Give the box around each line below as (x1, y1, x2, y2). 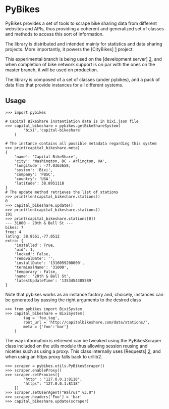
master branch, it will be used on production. (5, 67, 98, 73)
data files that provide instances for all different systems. (5, 82, 124, 88)
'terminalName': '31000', (14, 264, 69, 270)
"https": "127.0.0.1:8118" (23, 381, 80, 386)
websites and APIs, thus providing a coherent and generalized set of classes (5, 25, 164, 31)
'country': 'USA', (14, 176, 53, 181)
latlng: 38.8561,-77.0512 (5, 234, 60, 239)
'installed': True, (14, 243, 55, 248)
